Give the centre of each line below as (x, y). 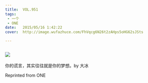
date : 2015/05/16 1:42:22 (34, 28)
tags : (11, 14)
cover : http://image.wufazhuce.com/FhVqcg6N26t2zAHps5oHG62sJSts (74, 32)
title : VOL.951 (22, 9)
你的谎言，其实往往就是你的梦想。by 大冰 (47, 66)
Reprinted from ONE (25, 75)
